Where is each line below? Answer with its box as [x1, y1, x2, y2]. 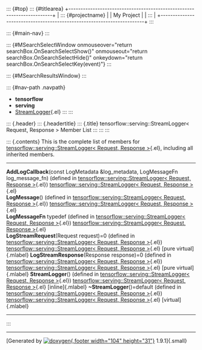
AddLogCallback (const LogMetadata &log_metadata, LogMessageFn [6, 168, 179, 175]
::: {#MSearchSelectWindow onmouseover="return [6, 42, 132, 48]
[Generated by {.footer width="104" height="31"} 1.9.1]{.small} [6, 337, 188, 344]
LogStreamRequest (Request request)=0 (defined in [6, 232, 135, 239]
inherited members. [6, 151, 55, 158]
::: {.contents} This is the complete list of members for [6, 138, 140, 145]
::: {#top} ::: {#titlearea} [6, 5, 64, 12]
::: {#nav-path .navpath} [6, 84, 66, 91]
